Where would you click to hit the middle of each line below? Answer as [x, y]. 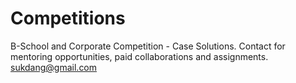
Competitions [68, 18]
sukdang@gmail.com [54, 67]
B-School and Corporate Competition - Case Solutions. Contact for [148, 46]
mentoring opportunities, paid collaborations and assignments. [139, 56]
